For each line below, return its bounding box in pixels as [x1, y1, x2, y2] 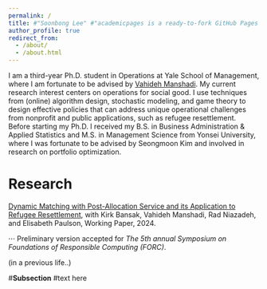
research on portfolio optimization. [8, 147, 122, 156]
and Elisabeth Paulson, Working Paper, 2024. [8, 218, 157, 228]
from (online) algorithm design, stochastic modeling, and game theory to [8, 97, 246, 105]
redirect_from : [8, 34, 59, 42]
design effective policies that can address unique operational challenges [8, 105, 247, 114]
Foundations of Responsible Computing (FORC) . [8, 242, 167, 251]
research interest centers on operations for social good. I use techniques [8, 88, 247, 97]
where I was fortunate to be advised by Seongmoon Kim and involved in [8, 139, 245, 148]
